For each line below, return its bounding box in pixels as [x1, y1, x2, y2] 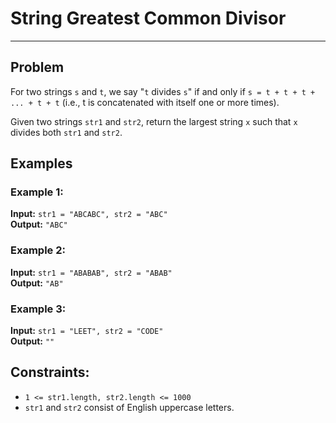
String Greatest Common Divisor [10, 7, 287, 30]
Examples [10, 155, 73, 172]
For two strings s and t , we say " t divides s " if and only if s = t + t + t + [10, 85, 316, 97]
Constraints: [10, 364, 90, 381]
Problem [10, 59, 65, 76]
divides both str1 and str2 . [10, 126, 123, 138]
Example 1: [10, 185, 64, 199]
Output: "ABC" [10, 218, 68, 231]
